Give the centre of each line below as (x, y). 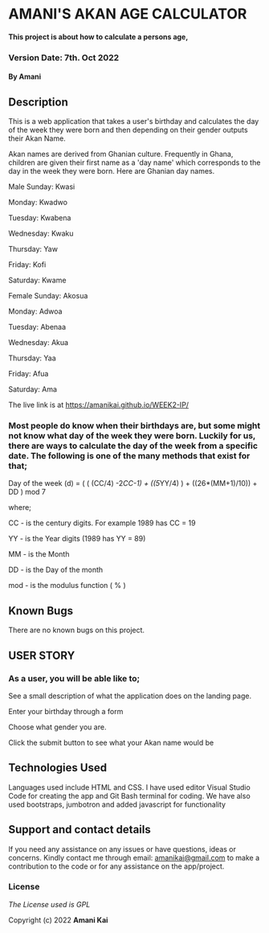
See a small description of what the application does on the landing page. (130, 696)
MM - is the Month (39, 554)
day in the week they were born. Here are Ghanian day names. (112, 171)
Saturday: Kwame (37, 280)
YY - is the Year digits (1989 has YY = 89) (77, 539)
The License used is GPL (49, 904)
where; (20, 508)
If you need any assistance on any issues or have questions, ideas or (122, 849)
